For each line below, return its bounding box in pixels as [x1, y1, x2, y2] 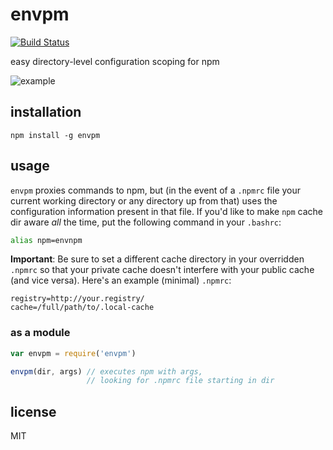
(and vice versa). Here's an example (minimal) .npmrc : [10, 274, 232, 287]
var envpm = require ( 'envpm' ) [10, 348, 137, 358]
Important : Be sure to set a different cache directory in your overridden [10, 253, 305, 265]
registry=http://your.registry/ [10, 294, 145, 304]
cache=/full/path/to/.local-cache [10, 303, 155, 313]
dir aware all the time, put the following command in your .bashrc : [10, 216, 282, 228]
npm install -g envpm [10, 130, 101, 140]
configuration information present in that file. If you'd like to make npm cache [10, 205, 323, 217]
